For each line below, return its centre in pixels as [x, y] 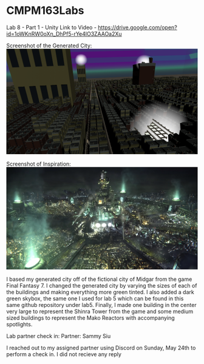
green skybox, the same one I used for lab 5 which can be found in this [95, 298]
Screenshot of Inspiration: [39, 164]
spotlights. [19, 324]
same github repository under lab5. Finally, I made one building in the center [101, 305]
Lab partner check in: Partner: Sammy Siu [59, 336]
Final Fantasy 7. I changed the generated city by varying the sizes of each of [102, 285]
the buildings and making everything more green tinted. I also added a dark [100, 292]
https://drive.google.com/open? [138, 27]
